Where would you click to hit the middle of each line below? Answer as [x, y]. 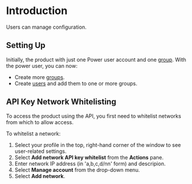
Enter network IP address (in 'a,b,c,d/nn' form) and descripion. [90, 163]
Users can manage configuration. [46, 27]
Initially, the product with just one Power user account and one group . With [96, 59]
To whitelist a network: [33, 134]
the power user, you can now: [42, 66]
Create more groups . [40, 77]
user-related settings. [40, 151]
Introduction [37, 11]
